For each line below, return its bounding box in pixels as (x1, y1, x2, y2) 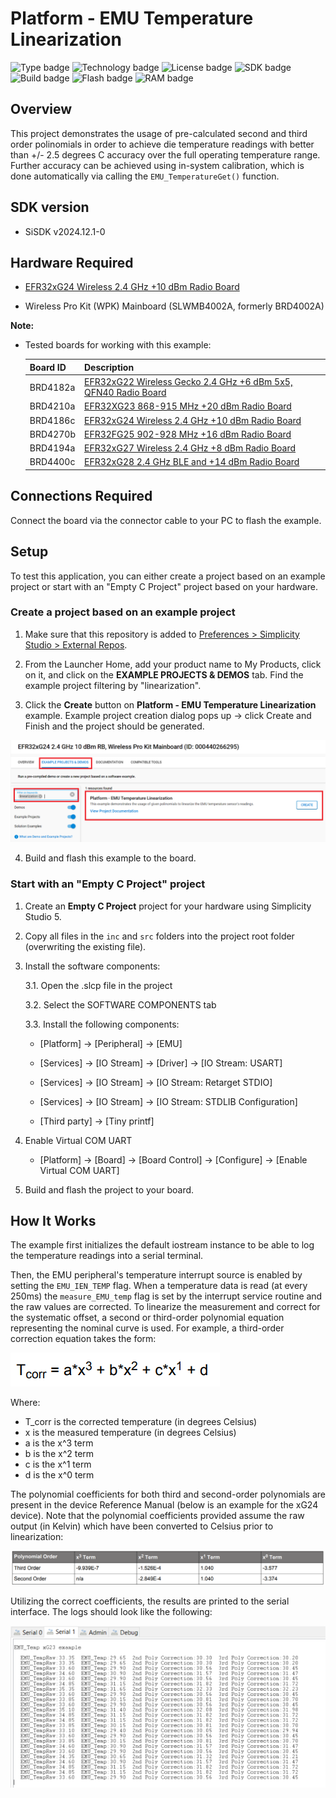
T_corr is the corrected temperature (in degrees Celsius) (24, 1416, 258, 1428)
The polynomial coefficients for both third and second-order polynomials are (10, 1488, 327, 1501)
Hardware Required (10, 254, 134, 271)
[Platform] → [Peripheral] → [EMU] (39, 1037, 183, 1049)
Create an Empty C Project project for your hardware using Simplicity (24, 900, 312, 912)
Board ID (29, 361, 67, 373)
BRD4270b (29, 428, 76, 440)
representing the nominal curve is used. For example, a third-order (10, 1322, 285, 1334)
